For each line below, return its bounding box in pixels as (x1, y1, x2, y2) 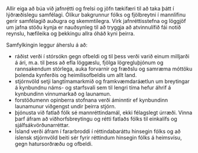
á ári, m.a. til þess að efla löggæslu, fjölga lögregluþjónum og (14, 59, 164, 66)
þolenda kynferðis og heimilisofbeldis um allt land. (14, 72, 137, 78)
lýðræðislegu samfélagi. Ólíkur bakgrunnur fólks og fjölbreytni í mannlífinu (6, 11, 186, 18)
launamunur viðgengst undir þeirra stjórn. (14, 103, 116, 109)
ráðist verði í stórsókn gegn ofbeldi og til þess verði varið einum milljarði (14, 53, 190, 59)
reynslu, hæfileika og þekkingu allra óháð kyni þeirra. (6, 30, 135, 37)
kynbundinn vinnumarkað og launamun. (14, 91, 111, 97)
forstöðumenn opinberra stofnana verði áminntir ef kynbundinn (14, 97, 168, 104)
